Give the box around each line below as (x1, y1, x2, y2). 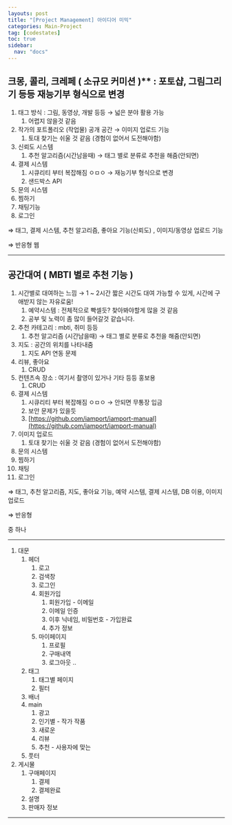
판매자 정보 (28, 803, 58, 811)
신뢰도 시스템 (17, 142, 54, 151)
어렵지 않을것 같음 (28, 116, 76, 125)
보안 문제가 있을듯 (28, 407, 76, 415)
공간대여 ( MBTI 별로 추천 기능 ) (8, 269, 134, 281)
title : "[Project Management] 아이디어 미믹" (8, 17, 132, 23)
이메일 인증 (48, 606, 78, 614)
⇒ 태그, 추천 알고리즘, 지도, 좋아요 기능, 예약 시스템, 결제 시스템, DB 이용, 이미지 (8, 487, 223, 495)
